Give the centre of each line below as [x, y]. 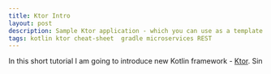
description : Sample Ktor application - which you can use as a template [136, 31]
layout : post [30, 23]
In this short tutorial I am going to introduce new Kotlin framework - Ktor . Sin [135, 61]
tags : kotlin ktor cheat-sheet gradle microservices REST [110, 38]
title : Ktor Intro [39, 16]
